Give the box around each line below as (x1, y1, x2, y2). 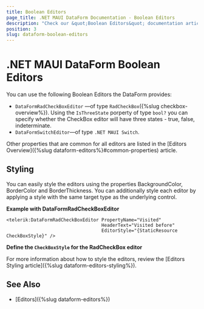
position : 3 (6, 26, 36, 32)
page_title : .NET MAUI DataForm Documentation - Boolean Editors (6, 15, 175, 21)
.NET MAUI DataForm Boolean (6, 58, 161, 72)
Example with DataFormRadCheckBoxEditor (6, 205, 120, 212)
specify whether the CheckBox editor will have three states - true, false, (15, 116, 195, 123)
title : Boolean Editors (6, 9, 67, 15)
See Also (6, 279, 41, 290)
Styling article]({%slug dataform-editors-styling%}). (6, 262, 137, 269)
